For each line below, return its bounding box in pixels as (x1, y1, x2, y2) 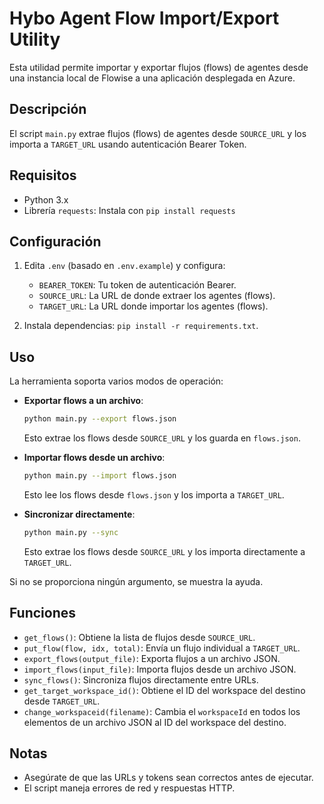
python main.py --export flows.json (23, 414, 177, 424)
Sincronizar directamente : (23, 508, 136, 520)
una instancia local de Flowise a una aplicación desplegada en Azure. (9, 72, 296, 84)
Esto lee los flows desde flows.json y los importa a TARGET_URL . (23, 488, 285, 501)
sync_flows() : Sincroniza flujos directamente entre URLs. (23, 673, 259, 686)
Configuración (9, 233, 102, 250)
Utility (9, 28, 61, 51)
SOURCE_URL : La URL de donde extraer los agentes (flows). (38, 290, 276, 302)
